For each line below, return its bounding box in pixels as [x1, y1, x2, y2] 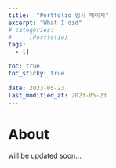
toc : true [8, 62, 41, 71]
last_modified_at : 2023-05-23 [8, 91, 107, 99]
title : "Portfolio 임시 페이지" [8, 11, 110, 20]
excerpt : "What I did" [8, 19, 82, 27]
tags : [8, 41, 26, 49]
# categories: [8, 26, 55, 34]
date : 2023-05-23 [8, 84, 65, 92]
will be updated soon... [8, 151, 82, 161]
